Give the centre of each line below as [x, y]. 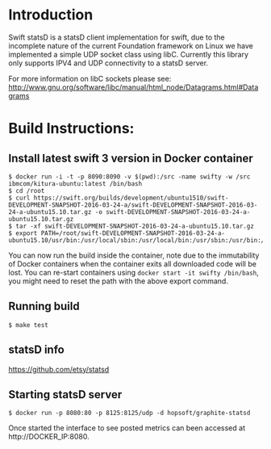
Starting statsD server [65, 394]
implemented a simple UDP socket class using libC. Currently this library [128, 54]
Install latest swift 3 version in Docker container [131, 158]
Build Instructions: [71, 129]
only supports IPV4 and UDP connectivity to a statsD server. [108, 63]
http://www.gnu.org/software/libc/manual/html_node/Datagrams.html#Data [133, 87]
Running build [44, 306]
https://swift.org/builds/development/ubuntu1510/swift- [131, 198]
